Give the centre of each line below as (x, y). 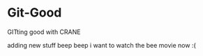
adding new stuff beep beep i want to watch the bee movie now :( (102, 45)
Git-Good (35, 13)
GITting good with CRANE (44, 32)
